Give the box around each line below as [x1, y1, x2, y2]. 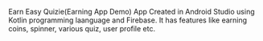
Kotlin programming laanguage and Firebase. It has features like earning [8, 15, 248, 25]
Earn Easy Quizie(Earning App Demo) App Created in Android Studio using [8, 7, 255, 16]
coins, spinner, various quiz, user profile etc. [8, 24, 155, 33]
